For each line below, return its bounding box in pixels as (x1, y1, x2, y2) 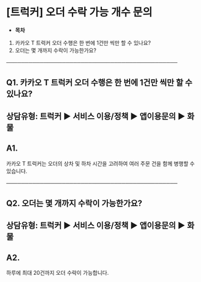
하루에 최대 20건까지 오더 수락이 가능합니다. (6, 269, 109, 277)
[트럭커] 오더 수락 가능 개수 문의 (6, 5, 153, 19)
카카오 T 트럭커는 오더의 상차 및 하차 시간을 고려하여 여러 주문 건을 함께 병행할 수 (6, 160, 195, 167)
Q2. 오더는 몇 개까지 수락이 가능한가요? (6, 198, 143, 208)
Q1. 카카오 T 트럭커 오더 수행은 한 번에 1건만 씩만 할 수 (6, 77, 193, 88)
